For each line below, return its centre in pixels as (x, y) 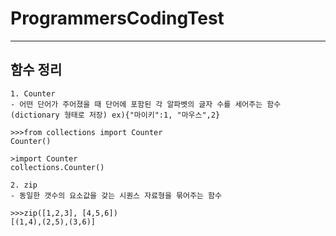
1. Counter (33, 93)
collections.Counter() (57, 167)
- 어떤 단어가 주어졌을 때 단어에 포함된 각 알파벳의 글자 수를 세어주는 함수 (146, 104)
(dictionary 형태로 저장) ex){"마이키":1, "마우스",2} (115, 115)
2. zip (24, 185)
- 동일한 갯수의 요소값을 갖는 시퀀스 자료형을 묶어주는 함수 (116, 195)
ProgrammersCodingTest (117, 18)
